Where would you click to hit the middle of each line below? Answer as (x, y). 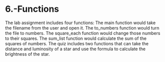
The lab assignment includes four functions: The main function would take (81, 23)
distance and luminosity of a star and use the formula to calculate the (75, 49)
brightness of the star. (28, 54)
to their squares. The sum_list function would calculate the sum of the (76, 38)
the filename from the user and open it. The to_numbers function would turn (82, 28)
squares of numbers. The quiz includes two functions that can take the (77, 43)
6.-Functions (32, 9)
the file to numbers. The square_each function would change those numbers (83, 33)
